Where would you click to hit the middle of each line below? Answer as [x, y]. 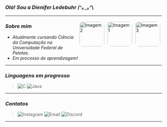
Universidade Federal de [38, 47]
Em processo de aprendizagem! [45, 58]
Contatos [17, 103]
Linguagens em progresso [38, 76]
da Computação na [32, 42]
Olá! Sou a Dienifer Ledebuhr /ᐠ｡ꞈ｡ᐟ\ [49, 7]
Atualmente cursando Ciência [43, 37]
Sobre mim [19, 26]
